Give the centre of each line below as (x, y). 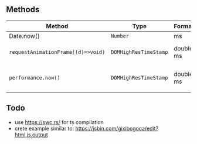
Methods (23, 10)
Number (120, 36)
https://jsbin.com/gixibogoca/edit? (117, 128)
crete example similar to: (44, 128)
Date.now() (24, 36)
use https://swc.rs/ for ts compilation (59, 122)
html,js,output (31, 135)
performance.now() (35, 78)
